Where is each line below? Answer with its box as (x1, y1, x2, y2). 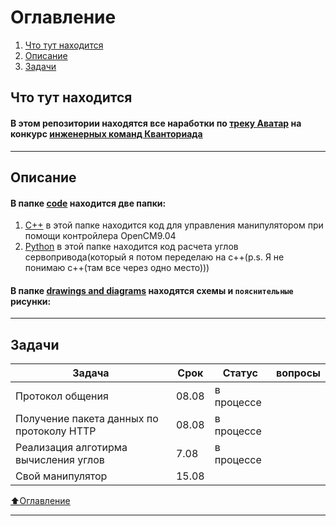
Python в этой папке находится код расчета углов (24, 241, 239, 253)
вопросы (275, 366, 321, 380)
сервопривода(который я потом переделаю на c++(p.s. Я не (24, 251, 285, 263)
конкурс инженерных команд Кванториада (10, 127, 203, 140)
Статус (222, 366, 258, 380)
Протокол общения (15, 389, 109, 403)
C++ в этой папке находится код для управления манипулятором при (24, 219, 324, 231)
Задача (72, 366, 110, 380)
